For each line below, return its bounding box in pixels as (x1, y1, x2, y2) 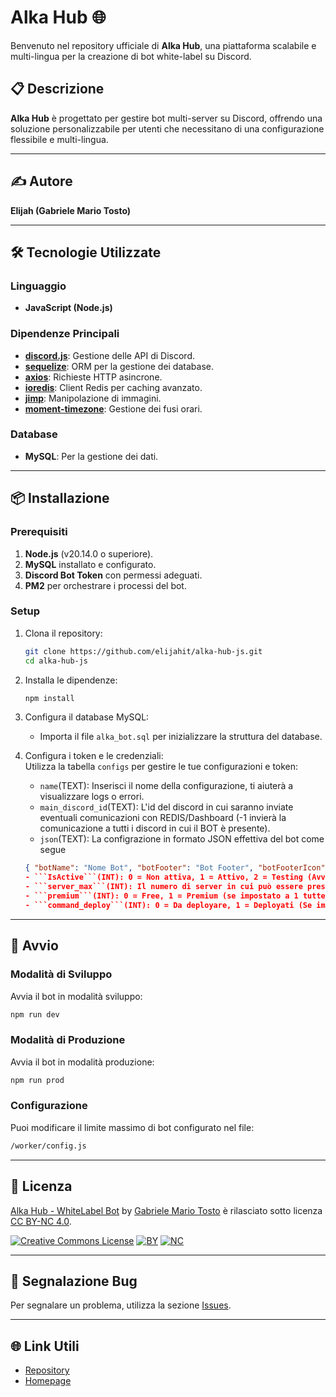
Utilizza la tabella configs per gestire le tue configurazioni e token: (24, 761, 299, 773)
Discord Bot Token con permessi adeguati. (24, 569, 203, 581)
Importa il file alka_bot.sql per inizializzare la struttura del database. (39, 731, 323, 743)
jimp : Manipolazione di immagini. (24, 392, 162, 404)
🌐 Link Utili (10, 1337, 80, 1355)
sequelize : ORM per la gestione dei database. (24, 360, 214, 372)
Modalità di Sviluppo (10, 967, 113, 981)
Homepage (24, 1375, 72, 1387)
